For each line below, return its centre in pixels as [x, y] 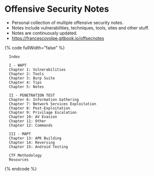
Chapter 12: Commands [31, 125]
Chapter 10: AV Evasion [33, 117]
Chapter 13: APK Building [35, 138]
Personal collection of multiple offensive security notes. [67, 23]
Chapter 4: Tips [25, 82]
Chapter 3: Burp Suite [32, 78]
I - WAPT [18, 65]
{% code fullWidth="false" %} [35, 48]
